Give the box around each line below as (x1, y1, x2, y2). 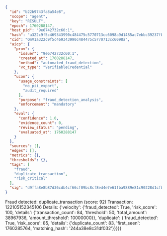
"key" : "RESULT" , (9, 18, 46, 23)
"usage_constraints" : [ (18, 79, 68, 84)
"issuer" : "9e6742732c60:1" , (18, 51, 79, 56)
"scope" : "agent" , (9, 14, 48, 19)
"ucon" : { (14, 74, 35, 79)
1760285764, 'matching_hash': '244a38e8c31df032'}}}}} (5, 225, 122, 231)
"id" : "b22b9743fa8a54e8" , (9, 9, 66, 14)
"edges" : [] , (9, 148, 37, 153)
